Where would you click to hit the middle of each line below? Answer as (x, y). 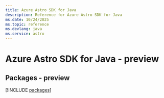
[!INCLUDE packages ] (28, 90)
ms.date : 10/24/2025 (27, 19)
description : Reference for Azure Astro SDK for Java (64, 15)
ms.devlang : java (24, 29)
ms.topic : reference (27, 24)
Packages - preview (38, 78)
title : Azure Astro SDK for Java (41, 10)
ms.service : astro (25, 34)
